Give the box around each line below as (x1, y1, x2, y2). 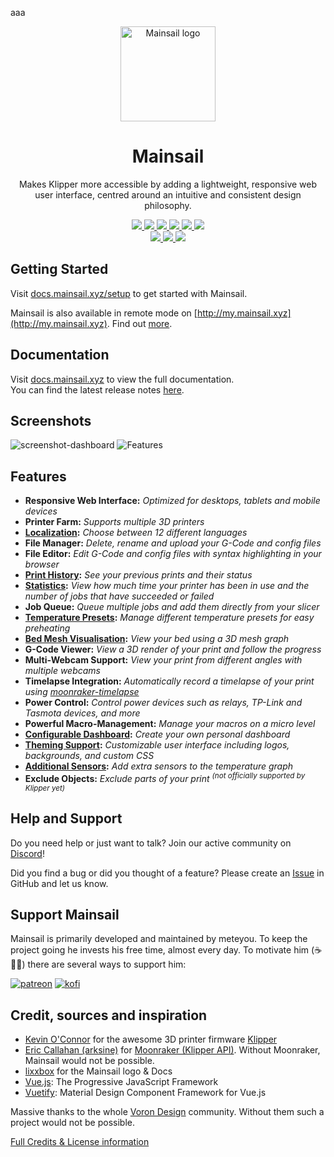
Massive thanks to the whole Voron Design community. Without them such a (10, 1106, 325, 1118)
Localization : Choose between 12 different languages (24, 527, 248, 539)
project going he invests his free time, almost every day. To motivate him (10, 944, 310, 956)
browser (24, 558, 60, 571)
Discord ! (10, 847, 45, 859)
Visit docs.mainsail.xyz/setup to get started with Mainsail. (10, 287, 248, 299)
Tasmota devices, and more (24, 707, 141, 719)
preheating (24, 622, 71, 634)
